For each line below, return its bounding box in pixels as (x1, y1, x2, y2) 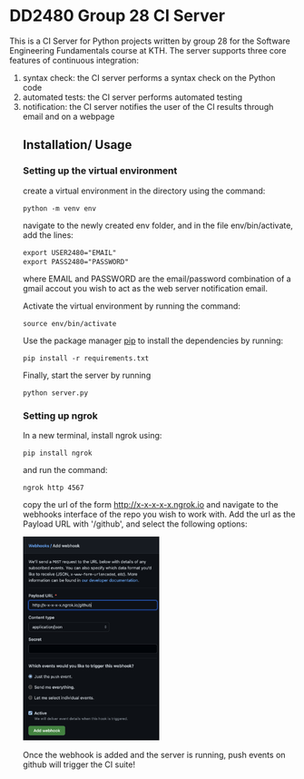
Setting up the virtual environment (22, 164, 178, 177)
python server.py (22, 388, 89, 398)
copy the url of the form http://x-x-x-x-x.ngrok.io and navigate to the (22, 498, 279, 509)
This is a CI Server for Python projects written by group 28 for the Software (9, 35, 290, 46)
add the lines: (22, 229, 74, 241)
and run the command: (22, 464, 108, 475)
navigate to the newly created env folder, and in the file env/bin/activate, (22, 220, 293, 231)
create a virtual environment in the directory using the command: (22, 185, 266, 196)
